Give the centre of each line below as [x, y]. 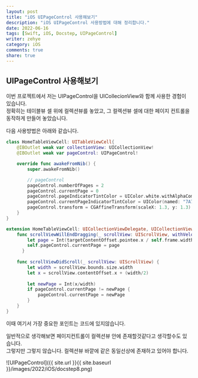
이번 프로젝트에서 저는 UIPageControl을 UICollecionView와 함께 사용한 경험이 [96, 96]
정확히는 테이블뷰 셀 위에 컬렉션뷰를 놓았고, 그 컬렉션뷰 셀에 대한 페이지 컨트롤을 [98, 111]
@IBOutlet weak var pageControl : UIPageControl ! [77, 153]
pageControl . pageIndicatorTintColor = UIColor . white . [95, 196]
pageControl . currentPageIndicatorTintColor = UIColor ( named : [104, 202]
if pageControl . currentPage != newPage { [79, 289]
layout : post [22, 12]
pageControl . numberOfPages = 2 [66, 185]
